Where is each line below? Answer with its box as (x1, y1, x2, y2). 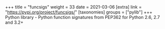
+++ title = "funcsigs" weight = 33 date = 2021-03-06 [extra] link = (5, 4, 142, 10)
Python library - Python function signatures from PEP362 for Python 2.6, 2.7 (5, 14, 160, 20)
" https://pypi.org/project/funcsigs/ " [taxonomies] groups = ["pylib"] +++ (5, 9, 153, 15)
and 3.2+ (5, 19, 24, 25)
